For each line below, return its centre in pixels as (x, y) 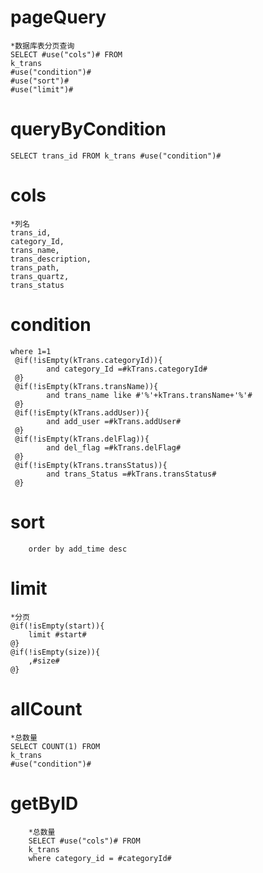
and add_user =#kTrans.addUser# (114, 421)
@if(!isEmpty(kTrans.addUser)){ (82, 412)
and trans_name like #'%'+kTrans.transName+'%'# (149, 395)
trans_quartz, (40, 276)
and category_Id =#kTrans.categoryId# (127, 369)
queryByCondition (88, 129)
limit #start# (57, 634)
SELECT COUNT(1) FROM (55, 746)
